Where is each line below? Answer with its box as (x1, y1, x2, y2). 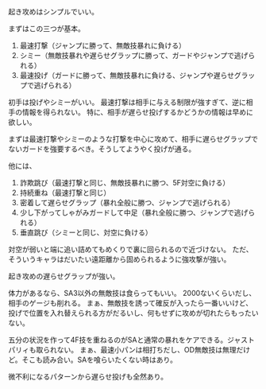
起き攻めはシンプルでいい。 (8, 7, 99, 16)
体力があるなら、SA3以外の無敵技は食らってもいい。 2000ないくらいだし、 (8, 289, 256, 298)
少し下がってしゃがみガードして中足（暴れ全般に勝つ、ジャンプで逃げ (19, 208, 249, 217)
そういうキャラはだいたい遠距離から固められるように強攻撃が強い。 (8, 255, 231, 264)
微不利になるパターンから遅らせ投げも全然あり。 (8, 372, 168, 381)
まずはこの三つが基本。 (8, 24, 85, 33)
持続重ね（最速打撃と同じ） (19, 188, 111, 197)
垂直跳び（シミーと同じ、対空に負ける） (19, 228, 152, 237)
